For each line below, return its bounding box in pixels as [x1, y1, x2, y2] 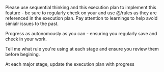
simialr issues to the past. [5, 20, 59, 27]
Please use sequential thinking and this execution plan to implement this [5, 5, 156, 10]
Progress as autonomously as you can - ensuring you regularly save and [5, 31, 157, 36]
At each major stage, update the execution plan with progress [5, 61, 135, 67]
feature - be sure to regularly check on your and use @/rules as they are [5, 10, 157, 16]
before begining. [5, 51, 40, 57]
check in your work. [5, 36, 47, 42]
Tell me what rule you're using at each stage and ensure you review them [5, 46, 159, 52]
